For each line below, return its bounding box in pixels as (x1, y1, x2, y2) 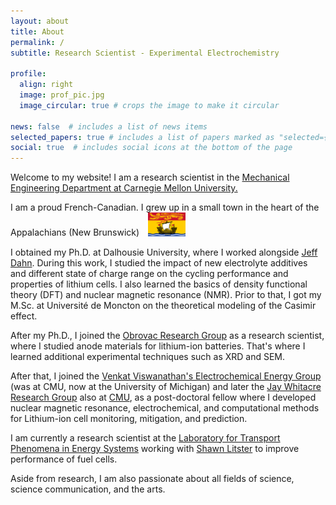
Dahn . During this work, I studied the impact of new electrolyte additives (10, 256, 308, 269)
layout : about (10, 16, 70, 26)
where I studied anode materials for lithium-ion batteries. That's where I (10, 340, 306, 352)
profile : (10, 69, 47, 79)
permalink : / (10, 37, 65, 47)
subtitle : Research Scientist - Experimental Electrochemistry (10, 48, 280, 58)
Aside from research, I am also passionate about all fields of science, (10, 472, 295, 484)
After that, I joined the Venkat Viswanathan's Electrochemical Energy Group (10, 370, 322, 382)
